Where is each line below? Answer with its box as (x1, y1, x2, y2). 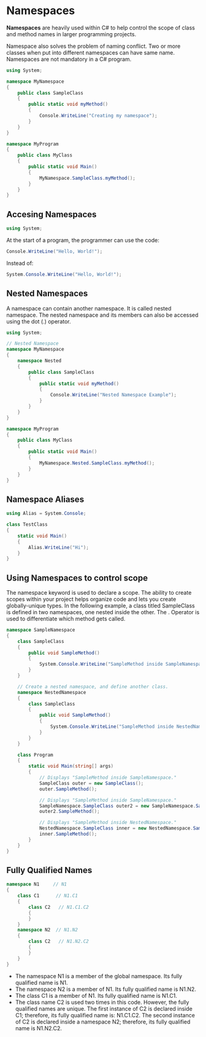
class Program (17, 752, 53, 758)
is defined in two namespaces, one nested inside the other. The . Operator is (6, 609, 200, 616)
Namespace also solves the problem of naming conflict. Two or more (6, 42, 181, 50)
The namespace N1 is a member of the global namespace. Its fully (15, 972, 183, 979)
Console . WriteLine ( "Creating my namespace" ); (39, 113, 158, 119)
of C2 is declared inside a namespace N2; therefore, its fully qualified (15, 1018, 191, 1025)
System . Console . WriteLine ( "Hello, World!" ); (6, 271, 122, 277)
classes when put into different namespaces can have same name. (6, 48, 175, 56)
